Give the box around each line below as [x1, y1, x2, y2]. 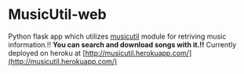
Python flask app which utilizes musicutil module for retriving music [8, 31, 227, 41]
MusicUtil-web [8, 6, 107, 24]
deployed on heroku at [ [8, 48, 86, 57]
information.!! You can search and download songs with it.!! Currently [8, 39, 237, 49]
